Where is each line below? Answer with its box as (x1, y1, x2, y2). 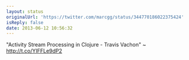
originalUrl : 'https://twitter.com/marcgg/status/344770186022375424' (6, 14, 184, 20)
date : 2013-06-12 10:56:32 (6, 25, 73, 31)
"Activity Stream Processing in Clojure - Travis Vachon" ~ (6, 41, 146, 48)
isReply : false (6, 19, 44, 25)
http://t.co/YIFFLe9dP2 (6, 48, 62, 55)
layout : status (6, 8, 44, 15)
